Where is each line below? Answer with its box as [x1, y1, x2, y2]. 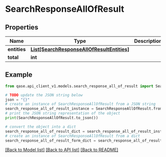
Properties [5, 23, 39, 31]
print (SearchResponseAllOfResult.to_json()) [5, 116, 98, 121]
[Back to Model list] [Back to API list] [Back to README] [5, 147, 119, 153]
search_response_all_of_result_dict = [5, 129, 85, 134]
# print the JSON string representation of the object [5, 111, 121, 116]
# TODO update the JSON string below [5, 93, 83, 97]
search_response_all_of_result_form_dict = [5, 138, 96, 143]
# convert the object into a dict [5, 124, 77, 129]
